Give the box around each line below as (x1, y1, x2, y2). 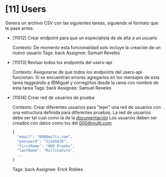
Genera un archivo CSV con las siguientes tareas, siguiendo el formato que (5, 20, 159, 26)
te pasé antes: (5, 25, 34, 31)
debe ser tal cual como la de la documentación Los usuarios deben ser (12, 114, 158, 120)
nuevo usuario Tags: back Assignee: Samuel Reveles (12, 50, 120, 56)
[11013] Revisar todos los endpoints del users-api (12, 59, 112, 65)
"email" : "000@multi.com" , (17, 134, 73, 139)
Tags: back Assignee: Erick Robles (12, 167, 83, 173)
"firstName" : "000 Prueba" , (17, 143, 75, 149)
